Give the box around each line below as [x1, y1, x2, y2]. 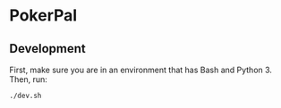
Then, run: [9, 74, 47, 85]
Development [9, 41, 87, 56]
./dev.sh [9, 91, 42, 100]
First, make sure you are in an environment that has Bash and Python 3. [9, 64, 273, 75]
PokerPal [9, 5, 78, 26]
